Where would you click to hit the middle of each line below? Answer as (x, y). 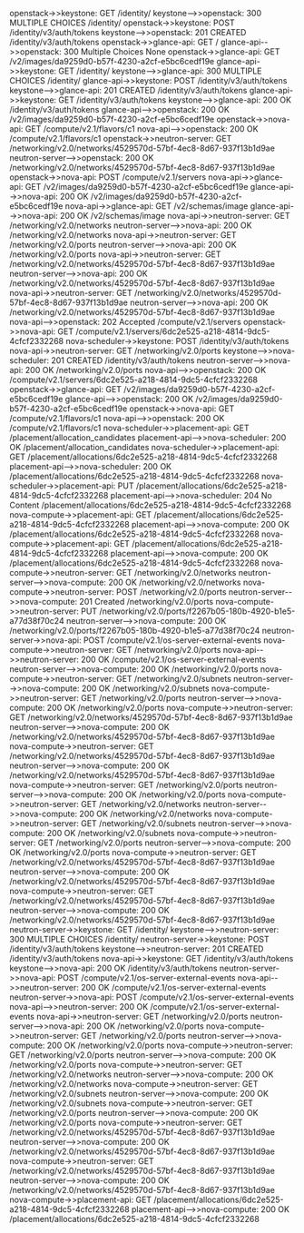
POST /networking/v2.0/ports (172, 592)
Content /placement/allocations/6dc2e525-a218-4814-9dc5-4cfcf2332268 (151, 505)
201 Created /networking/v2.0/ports (147, 602)
